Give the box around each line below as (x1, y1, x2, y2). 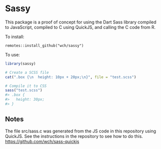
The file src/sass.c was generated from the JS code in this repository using (5, 128, 156, 134)
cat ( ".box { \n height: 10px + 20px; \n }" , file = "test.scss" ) (5, 74, 137, 80)
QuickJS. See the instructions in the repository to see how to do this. (5, 133, 143, 139)
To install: (5, 34, 24, 40)
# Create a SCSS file (5, 70, 49, 75)
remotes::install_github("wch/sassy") (5, 43, 84, 48)
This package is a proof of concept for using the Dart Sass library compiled (5, 19, 157, 25)
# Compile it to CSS (5, 84, 47, 88)
